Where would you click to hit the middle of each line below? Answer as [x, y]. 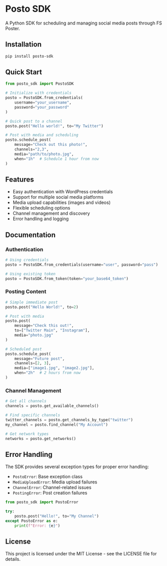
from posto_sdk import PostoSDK [39, 84]
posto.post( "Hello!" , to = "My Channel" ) [57, 516]
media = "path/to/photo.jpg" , [44, 154]
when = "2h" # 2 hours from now [48, 373]
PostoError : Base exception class [48, 477]
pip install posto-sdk [29, 56]
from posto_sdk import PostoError [42, 502]
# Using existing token [31, 274]
